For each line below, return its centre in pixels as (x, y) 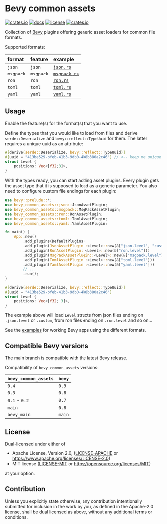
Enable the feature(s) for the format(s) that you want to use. (66, 123)
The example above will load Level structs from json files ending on (74, 315)
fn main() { (17, 232)
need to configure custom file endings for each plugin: (61, 191)
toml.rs (62, 87)
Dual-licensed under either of (35, 444)
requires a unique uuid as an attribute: (44, 143)
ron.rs (61, 80)
